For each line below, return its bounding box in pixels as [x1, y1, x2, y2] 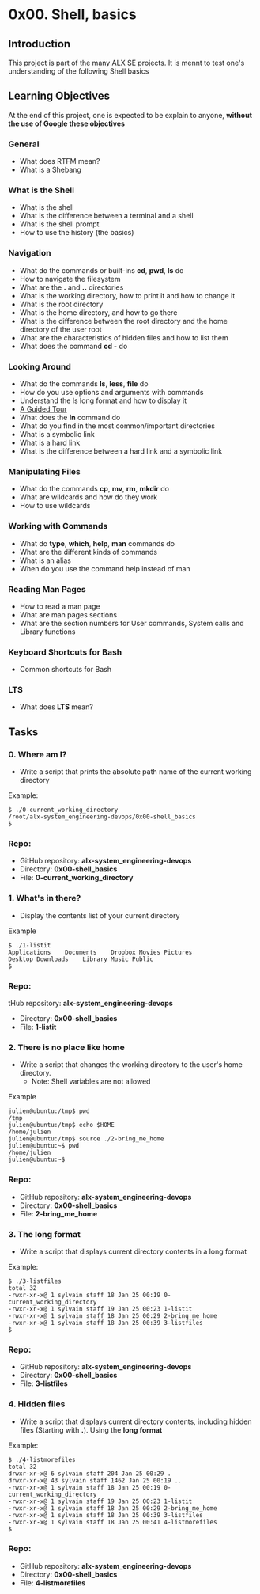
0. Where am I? [8, 749, 67, 760]
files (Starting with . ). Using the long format [19, 1425, 163, 1434]
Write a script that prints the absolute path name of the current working [19, 767, 252, 776]
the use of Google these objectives [8, 119, 125, 128]
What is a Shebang [19, 165, 81, 175]
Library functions [19, 627, 76, 636]
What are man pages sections [19, 609, 117, 619]
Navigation [8, 248, 51, 259]
